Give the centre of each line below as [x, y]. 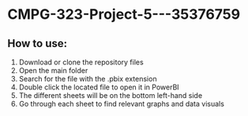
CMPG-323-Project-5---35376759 [124, 14]
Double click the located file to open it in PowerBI [99, 87]
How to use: [38, 43]
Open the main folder [53, 71]
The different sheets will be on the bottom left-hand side [111, 95]
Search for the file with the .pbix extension [88, 79]
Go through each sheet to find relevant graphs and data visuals [121, 104]
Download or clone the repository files [81, 62]
